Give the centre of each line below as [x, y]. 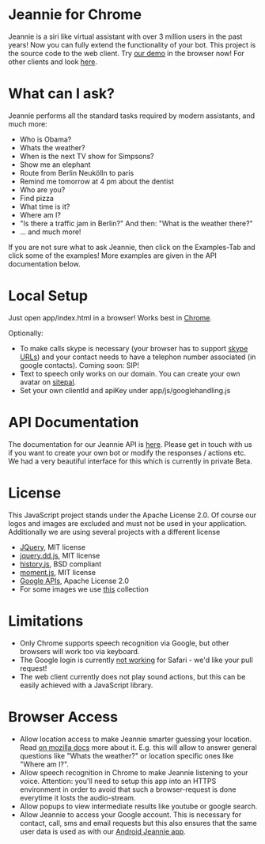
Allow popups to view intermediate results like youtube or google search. [138, 806]
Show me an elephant [55, 165]
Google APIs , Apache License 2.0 [74, 581]
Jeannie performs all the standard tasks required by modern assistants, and [132, 115]
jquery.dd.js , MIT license [60, 555]
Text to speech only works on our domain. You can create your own [130, 373]
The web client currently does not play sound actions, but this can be [132, 676]
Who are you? [42, 189]
